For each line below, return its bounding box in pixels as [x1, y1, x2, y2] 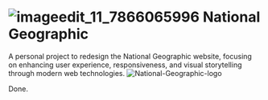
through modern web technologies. [8, 68, 126, 78]
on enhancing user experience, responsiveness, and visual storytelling [8, 60, 242, 70]
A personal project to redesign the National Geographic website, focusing [8, 51, 252, 61]
